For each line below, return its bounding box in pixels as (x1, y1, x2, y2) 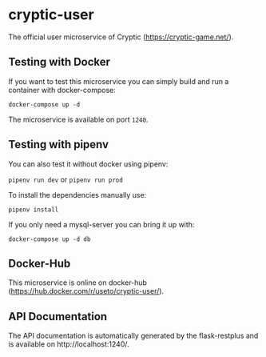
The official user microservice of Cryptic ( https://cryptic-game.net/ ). (8, 32, 234, 42)
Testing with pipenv (8, 138, 109, 151)
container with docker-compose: (8, 85, 116, 94)
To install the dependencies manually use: (8, 190, 147, 199)
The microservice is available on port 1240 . (8, 114, 149, 124)
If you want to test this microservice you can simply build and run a (8, 76, 229, 86)
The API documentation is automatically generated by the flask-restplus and (8, 331, 259, 341)
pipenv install (8, 206, 59, 214)
